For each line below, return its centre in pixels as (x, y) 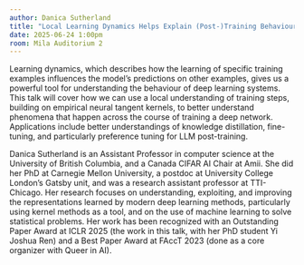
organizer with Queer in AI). (61, 250)
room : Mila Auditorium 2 (56, 43)
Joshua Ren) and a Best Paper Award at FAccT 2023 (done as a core (137, 240)
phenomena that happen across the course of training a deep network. (141, 117)
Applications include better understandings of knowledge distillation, (138, 127)
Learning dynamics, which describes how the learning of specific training (146, 69)
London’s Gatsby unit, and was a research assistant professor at (129, 183)
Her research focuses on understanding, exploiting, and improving (168, 192)
